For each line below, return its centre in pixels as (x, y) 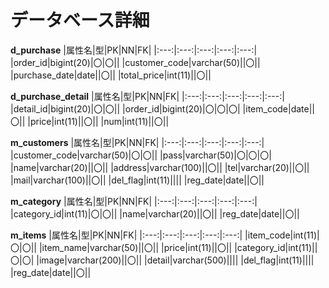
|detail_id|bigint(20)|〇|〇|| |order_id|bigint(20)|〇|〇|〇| (125, 108)
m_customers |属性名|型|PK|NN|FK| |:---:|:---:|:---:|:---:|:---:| (137, 142)
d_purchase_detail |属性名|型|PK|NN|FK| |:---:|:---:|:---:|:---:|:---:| (147, 96)
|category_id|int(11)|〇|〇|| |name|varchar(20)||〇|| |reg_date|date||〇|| (155, 213)
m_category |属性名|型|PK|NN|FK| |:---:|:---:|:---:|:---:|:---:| (134, 201)
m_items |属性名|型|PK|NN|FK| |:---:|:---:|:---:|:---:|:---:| (126, 235)
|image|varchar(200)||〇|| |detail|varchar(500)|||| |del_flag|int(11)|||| (175, 260)
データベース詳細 (80, 20)
